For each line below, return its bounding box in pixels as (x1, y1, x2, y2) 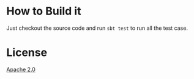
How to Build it (6, 4, 81, 18)
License (6, 46, 48, 60)
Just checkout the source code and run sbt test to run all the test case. (6, 24, 188, 32)
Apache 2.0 (6, 66, 35, 73)
